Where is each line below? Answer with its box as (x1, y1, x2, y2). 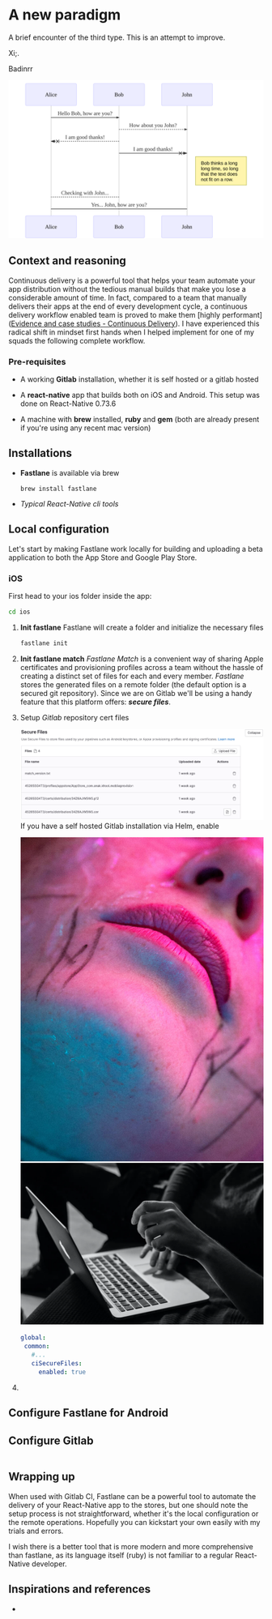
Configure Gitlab (8, 1433, 94, 1447)
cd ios (8, 608, 31, 617)
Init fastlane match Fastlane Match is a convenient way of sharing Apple (19, 654, 264, 664)
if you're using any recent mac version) (19, 423, 151, 433)
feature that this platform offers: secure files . (19, 697, 172, 707)
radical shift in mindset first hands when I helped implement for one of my (8, 327, 255, 337)
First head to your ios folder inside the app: (8, 592, 152, 601)
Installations (8, 446, 73, 460)
